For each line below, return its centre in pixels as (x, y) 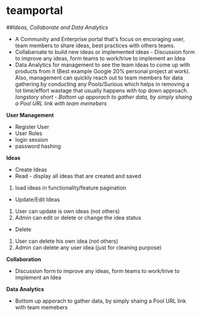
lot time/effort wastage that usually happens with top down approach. (102, 90)
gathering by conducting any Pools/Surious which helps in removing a (102, 84)
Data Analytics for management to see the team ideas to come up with (103, 65)
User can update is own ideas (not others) (67, 211)
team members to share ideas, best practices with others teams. (95, 45)
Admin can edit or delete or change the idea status (78, 217)
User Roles (29, 133)
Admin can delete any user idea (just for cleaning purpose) (88, 247)
